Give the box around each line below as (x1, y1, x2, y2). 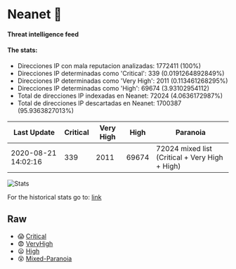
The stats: (7, 46, 38, 55)
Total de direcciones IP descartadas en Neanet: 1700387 (17, 98, 182, 107)
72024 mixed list (155, 143, 213, 153)
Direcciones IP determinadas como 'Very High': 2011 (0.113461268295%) (17, 77, 228, 85)
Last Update (13, 127, 55, 137)
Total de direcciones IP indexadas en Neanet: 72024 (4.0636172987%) (17, 91, 223, 100)
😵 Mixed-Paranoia (17, 254, 72, 263)
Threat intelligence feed (7, 29, 79, 38)
